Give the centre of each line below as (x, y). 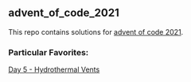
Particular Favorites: (49, 52)
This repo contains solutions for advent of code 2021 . (96, 32)
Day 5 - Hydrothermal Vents (54, 69)
